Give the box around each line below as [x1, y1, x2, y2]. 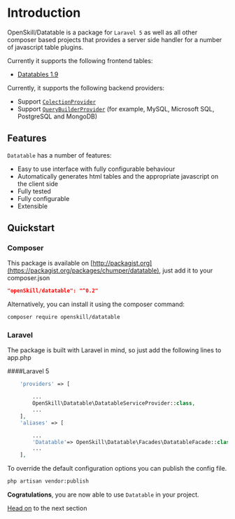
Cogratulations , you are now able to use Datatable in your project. [7, 490, 199, 499]
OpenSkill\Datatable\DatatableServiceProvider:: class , [32, 400, 196, 407]
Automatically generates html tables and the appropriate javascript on [17, 172, 219, 180]
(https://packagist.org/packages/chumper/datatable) [7, 266, 159, 275]
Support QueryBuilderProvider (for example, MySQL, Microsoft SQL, [17, 104, 215, 113]
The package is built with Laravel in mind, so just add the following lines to [7, 346, 222, 354]
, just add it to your [159, 266, 213, 275]
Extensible [17, 202, 48, 210]
